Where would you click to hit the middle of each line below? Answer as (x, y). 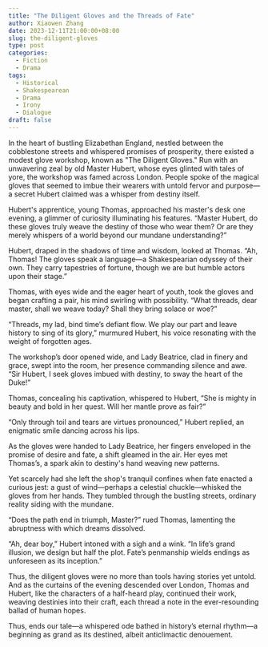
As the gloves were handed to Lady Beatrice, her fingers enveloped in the (130, 446)
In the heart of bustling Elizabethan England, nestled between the (116, 143)
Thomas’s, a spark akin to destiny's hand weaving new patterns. (114, 463)
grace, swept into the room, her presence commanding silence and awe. (128, 365)
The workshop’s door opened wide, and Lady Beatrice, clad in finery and (128, 357)
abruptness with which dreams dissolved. (77, 528)
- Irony (28, 105)
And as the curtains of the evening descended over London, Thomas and (129, 584)
